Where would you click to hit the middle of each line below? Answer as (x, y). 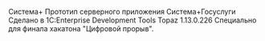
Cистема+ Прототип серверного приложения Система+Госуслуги (122, 12)
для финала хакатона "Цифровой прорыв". (81, 29)
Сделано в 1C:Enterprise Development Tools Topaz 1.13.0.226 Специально (132, 20)
